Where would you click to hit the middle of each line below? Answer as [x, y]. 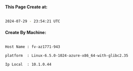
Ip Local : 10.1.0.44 [28, 65]
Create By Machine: [26, 32]
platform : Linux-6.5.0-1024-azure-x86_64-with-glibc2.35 [67, 56]
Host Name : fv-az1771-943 [33, 47]
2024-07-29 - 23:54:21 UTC [33, 21]
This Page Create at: [26, 7]
